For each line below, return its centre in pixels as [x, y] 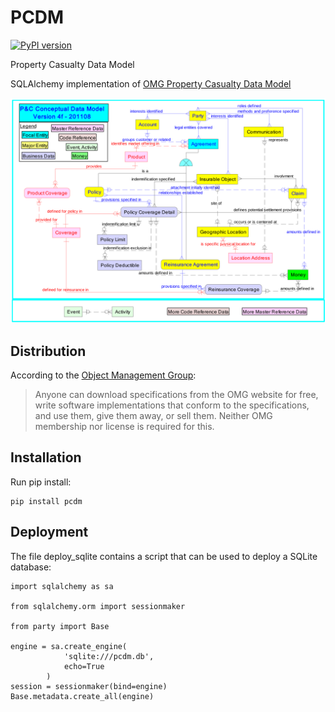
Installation [46, 457]
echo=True [84, 666]
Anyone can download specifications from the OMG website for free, [176, 395]
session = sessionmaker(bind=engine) [89, 686]
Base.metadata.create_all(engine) [82, 696]
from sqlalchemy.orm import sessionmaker [98, 606]
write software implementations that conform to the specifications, [172, 405]
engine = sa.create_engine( [69, 646]
